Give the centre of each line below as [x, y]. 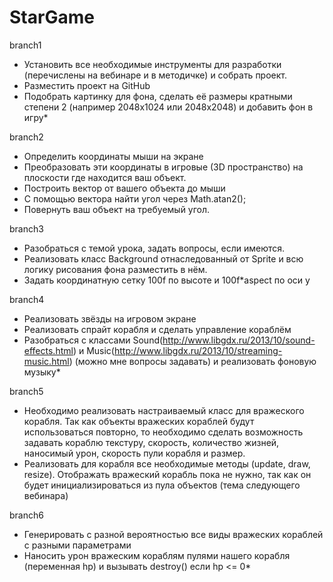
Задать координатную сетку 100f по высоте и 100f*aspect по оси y [167, 280]
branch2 [26, 137]
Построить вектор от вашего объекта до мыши [124, 188]
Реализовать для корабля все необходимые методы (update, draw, [167, 463]
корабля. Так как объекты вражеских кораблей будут [139, 421]
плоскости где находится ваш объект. [105, 177]
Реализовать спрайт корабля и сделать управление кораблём [157, 329]
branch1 [25, 45]
